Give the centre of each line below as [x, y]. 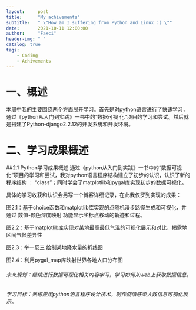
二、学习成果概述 [48, 150]
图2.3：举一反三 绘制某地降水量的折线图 [54, 247]
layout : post [27, 12]
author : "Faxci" [31, 34]
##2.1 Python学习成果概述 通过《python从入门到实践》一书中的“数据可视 [94, 168]
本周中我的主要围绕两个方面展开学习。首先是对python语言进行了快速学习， [97, 109]
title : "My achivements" [43, 17]
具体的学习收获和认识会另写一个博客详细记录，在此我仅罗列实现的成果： [94, 195]
